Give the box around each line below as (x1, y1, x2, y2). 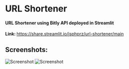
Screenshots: (5, 45, 48, 54)
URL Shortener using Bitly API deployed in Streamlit (5, 19, 114, 25)
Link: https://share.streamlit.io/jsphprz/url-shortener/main (5, 31, 124, 37)
